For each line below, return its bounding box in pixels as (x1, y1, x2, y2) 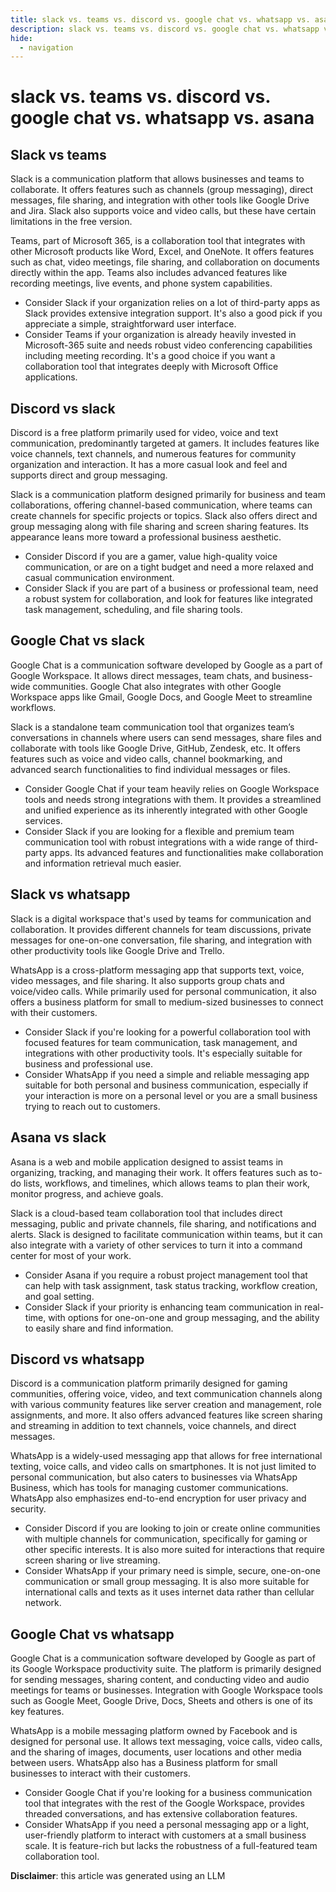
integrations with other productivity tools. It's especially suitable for (24, 1047, 303, 1059)
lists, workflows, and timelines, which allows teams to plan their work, (23, 1177, 311, 1189)
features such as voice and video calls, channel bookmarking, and (10, 752, 283, 765)
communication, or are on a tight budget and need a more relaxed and (24, 561, 314, 573)
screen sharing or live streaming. (24, 1554, 161, 1566)
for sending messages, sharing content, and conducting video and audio (10, 1674, 310, 1686)
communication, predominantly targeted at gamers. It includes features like (10, 437, 320, 450)
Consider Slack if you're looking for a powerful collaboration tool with (24, 1026, 311, 1038)
